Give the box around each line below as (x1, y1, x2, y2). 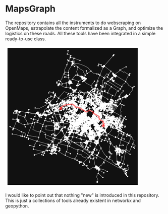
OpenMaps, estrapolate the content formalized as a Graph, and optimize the (5, 25, 163, 31)
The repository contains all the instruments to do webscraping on (5, 20, 141, 26)
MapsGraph (5, 3, 56, 15)
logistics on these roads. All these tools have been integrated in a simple (5, 30, 156, 36)
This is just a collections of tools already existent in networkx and (5, 197, 141, 203)
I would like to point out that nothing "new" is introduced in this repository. (5, 192, 160, 198)
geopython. (5, 202, 29, 209)
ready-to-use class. (5, 36, 46, 42)
